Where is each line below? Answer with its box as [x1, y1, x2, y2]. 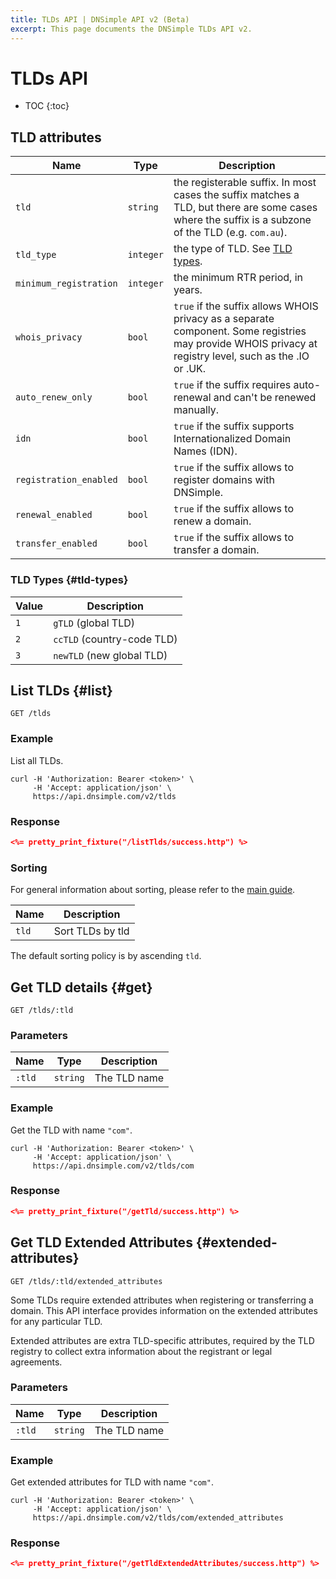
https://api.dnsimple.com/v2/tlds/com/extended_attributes [32, 1513, 284, 1523]
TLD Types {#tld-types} [10, 573, 129, 587]
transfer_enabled [15, 538, 98, 550]
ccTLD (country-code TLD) [53, 632, 178, 646]
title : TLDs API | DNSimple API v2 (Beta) [10, 14, 190, 25]
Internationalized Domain [173, 432, 292, 446]
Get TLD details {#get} [10, 979, 153, 996]
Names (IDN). [173, 444, 238, 458]
